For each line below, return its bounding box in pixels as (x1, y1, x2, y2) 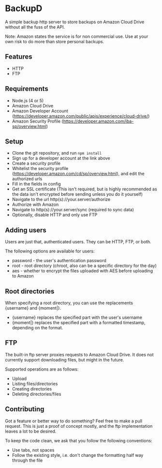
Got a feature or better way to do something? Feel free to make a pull (5, 418, 143, 424)
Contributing (5, 405, 44, 413)
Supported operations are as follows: (5, 366, 79, 372)
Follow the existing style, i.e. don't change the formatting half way (12, 452, 144, 458)
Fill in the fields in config (12, 181, 61, 187)
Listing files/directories (12, 381, 58, 387)
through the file (12, 457, 43, 463)
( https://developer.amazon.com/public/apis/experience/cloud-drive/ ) (12, 113, 150, 119)
